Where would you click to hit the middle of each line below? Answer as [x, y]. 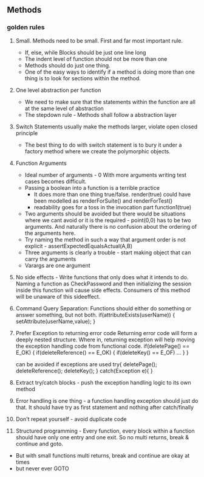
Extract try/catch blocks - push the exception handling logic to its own [103, 382]
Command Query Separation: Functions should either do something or [104, 308]
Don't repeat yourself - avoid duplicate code [71, 419]
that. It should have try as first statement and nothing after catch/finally [104, 407]
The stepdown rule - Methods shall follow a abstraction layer [101, 114]
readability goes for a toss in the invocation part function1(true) [113, 207]
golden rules [26, 27]
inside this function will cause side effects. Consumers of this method [103, 290]
